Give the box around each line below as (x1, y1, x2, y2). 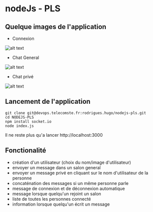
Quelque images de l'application (5, 23, 107, 31)
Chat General (12, 55, 39, 61)
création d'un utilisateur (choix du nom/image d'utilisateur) (12, 159, 131, 165)
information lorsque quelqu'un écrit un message (12, 201, 110, 207)
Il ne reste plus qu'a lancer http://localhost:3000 (5, 132, 103, 138)
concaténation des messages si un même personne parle (12, 180, 129, 186)
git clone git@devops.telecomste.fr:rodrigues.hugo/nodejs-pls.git (5, 110, 147, 116)
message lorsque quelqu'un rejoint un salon (12, 190, 101, 197)
